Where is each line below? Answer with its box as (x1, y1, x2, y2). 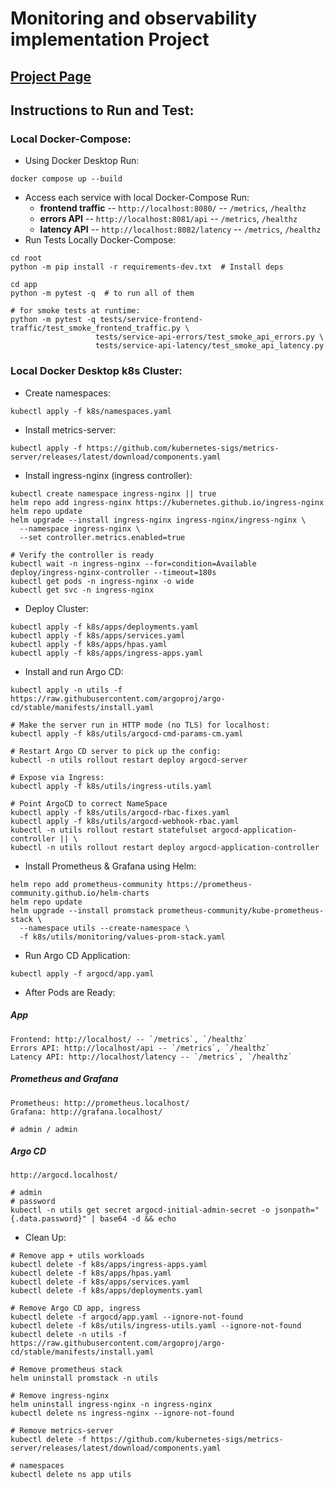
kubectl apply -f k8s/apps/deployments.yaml (10, 622, 199, 632)
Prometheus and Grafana (10, 1073, 119, 1085)
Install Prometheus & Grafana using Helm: (24, 860, 197, 872)
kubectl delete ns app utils (10, 1470, 132, 1480)
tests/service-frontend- (99, 315, 203, 325)
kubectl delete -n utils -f (10, 1330, 128, 1340)
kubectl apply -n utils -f (10, 685, 123, 695)
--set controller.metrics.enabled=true (19, 532, 186, 542)
